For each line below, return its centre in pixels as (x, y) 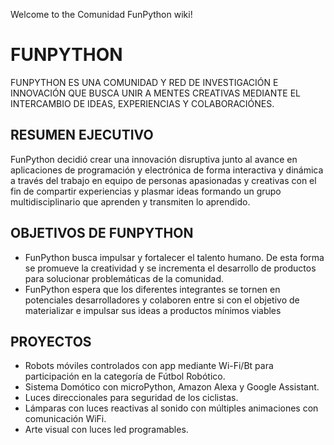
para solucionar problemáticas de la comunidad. (124, 278)
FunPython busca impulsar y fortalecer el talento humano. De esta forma (174, 257)
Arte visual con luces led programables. (106, 430)
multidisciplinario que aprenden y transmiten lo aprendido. (130, 201)
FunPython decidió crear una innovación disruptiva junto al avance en (154, 159)
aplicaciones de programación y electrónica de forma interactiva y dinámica (167, 170)
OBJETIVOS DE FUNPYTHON (102, 233)
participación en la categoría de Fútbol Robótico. (125, 376)
